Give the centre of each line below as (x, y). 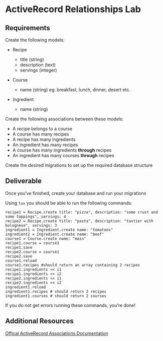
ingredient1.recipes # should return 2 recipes (56, 291)
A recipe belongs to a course (42, 129)
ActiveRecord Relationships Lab (73, 9)
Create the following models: (35, 40)
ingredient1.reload (26, 287)
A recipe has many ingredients (44, 139)
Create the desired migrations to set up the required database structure (79, 165)
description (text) (38, 65)
